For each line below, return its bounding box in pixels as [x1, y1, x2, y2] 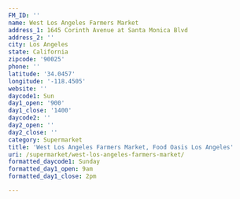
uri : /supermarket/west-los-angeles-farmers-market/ [8, 150, 185, 158]
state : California [8, 48, 68, 56]
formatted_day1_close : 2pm [8, 172, 97, 181]
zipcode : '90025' [8, 56, 65, 64]
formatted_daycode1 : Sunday [8, 158, 101, 166]
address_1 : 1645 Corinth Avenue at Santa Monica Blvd [8, 26, 189, 34]
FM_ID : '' [8, 11, 41, 20]
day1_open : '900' [8, 99, 65, 107]
